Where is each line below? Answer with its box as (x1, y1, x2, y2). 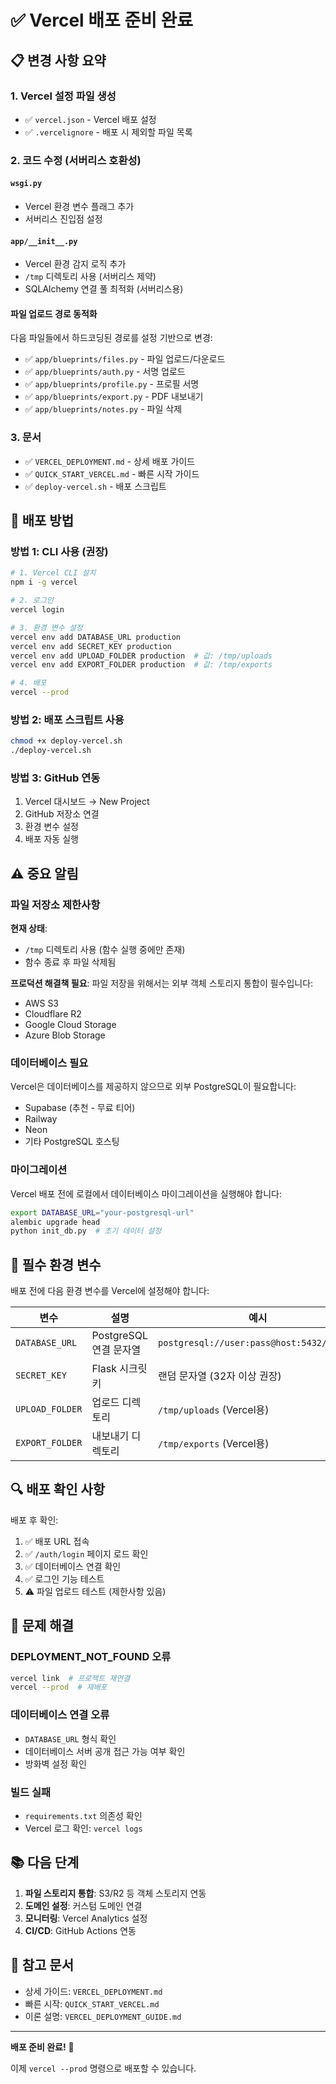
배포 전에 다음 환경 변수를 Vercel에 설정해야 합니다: (10, 1285, 210, 1297)
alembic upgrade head (10, 1217, 101, 1227)
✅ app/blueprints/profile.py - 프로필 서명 (24, 378, 200, 390)
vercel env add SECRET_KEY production (10, 641, 172, 651)
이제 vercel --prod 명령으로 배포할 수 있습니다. (10, 2062, 197, 2074)
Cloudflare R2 (24, 1008, 82, 1020)
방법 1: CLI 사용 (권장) (10, 545, 109, 559)
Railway (24, 1113, 58, 1125)
